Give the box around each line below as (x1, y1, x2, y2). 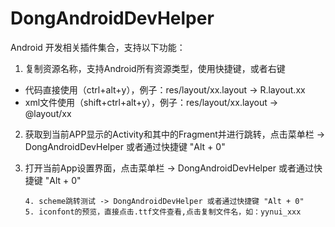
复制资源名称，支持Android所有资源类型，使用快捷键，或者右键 (24, 62, 286, 74)
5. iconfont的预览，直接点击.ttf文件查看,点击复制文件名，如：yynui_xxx (24, 207, 302, 217)
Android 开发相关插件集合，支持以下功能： (10, 41, 186, 53)
